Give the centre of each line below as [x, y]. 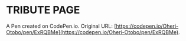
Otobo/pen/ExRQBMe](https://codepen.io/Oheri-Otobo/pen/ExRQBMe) [92, 32]
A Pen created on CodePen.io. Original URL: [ [61, 26]
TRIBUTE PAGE [43, 10]
